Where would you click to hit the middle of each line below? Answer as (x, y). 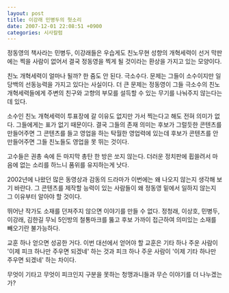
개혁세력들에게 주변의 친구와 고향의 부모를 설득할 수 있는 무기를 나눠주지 (103, 93)
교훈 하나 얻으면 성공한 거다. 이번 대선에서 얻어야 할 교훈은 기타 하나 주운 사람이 (113, 243)
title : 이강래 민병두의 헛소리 (44, 20)
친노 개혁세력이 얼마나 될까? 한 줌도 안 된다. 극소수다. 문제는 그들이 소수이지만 (110, 76)
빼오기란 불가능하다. (33, 228)
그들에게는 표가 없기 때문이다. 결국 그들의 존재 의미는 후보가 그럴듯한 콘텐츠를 (119, 125)
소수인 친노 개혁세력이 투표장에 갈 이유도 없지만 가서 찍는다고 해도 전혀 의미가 (110, 116)
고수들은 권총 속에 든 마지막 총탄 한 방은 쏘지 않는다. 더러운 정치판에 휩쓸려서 (109, 156)
